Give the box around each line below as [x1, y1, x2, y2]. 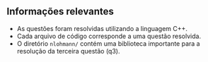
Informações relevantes [6, 6, 115, 18]
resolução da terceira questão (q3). [16, 46, 120, 55]
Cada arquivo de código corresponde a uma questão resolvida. [16, 32, 202, 40]
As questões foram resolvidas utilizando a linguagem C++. [16, 24, 188, 32]
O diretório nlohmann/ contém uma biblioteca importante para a [16, 39, 200, 48]
